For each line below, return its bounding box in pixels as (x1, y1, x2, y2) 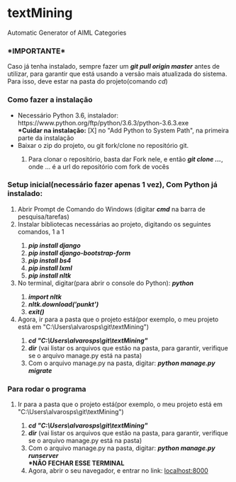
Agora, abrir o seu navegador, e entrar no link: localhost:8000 (28, 466, 209, 475)
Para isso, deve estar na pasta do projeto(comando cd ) (7, 77, 168, 86)
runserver (28, 452, 59, 460)
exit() (28, 307, 45, 316)
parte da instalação (17, 133, 74, 142)
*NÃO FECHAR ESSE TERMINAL (28, 459, 125, 468)
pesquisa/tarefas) (17, 212, 69, 221)
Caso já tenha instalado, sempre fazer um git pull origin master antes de (7, 62, 220, 71)
